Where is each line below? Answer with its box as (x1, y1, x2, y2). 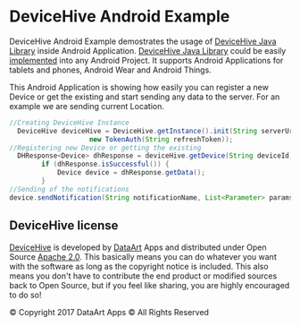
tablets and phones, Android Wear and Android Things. (9, 64, 212, 75)
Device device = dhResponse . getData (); (56, 168, 205, 177)
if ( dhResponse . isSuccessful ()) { (41, 159, 170, 169)
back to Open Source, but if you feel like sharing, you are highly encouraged (9, 279, 290, 290)
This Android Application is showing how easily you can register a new (9, 81, 270, 92)
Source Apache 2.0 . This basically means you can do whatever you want (9, 251, 277, 262)
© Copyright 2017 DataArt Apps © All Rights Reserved (9, 306, 210, 317)
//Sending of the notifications (9, 184, 129, 193)
